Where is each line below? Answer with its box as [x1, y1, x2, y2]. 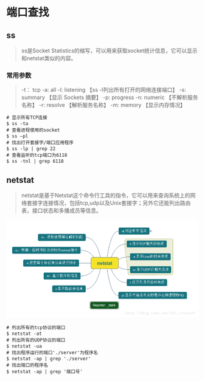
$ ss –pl [6, 133, 29, 140]
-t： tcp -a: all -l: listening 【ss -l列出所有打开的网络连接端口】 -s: [21, 86, 186, 94]
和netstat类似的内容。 [21, 55, 77, 61]
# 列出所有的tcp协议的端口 [6, 324, 66, 331]
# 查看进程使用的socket [6, 127, 60, 134]
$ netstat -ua [6, 343, 43, 349]
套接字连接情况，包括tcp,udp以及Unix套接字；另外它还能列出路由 [26, 199, 191, 207]
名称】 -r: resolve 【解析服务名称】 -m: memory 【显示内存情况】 [21, 101, 186, 109]
